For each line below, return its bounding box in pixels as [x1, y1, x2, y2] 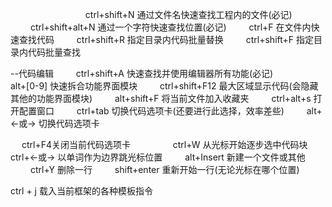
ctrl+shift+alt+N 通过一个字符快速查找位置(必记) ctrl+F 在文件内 [29, 21, 312, 33]
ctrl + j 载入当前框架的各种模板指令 [10, 185, 153, 197]
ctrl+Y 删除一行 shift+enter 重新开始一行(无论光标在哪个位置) [29, 164, 300, 175]
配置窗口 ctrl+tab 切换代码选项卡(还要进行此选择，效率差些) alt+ [18, 105, 323, 117]
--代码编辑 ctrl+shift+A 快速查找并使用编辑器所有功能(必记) [10, 68, 274, 79]
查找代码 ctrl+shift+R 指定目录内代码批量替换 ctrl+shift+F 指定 [18, 34, 315, 45]
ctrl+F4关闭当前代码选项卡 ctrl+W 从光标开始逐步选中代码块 [21, 139, 308, 150]
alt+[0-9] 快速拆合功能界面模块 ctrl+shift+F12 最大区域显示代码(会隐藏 [10, 80, 319, 92]
